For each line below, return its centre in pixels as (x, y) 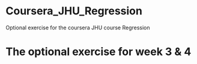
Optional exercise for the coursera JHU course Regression (78, 28)
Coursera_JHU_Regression (74, 11)
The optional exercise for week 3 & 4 (98, 52)
